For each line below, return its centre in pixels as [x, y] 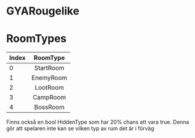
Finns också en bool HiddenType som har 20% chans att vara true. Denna [98, 122]
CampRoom [49, 98]
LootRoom [49, 87]
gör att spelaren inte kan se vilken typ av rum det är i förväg [80, 128]
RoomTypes [36, 39]
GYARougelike [43, 11]
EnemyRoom [49, 78]
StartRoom [49, 68]
